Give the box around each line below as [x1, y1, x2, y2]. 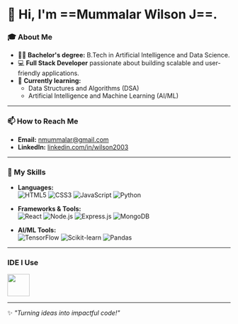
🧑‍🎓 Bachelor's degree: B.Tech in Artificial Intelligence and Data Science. [17, 51, 230, 60]
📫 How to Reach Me [7, 116, 79, 126]
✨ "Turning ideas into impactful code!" [7, 308, 120, 318]
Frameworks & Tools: [17, 205, 81, 213]
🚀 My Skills [7, 167, 46, 177]
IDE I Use [7, 258, 39, 267]
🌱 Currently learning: [17, 77, 81, 85]
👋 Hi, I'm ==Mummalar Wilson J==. [7, 6, 217, 23]
